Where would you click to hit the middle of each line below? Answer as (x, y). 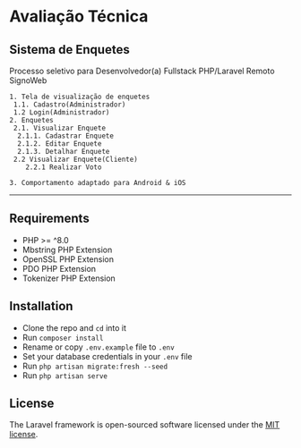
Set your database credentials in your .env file (107, 356)
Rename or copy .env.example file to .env (98, 347)
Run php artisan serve (64, 375)
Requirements (49, 219)
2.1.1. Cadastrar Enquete (66, 136)
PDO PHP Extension (59, 268)
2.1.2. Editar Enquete (60, 144)
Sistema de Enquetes (69, 50)
